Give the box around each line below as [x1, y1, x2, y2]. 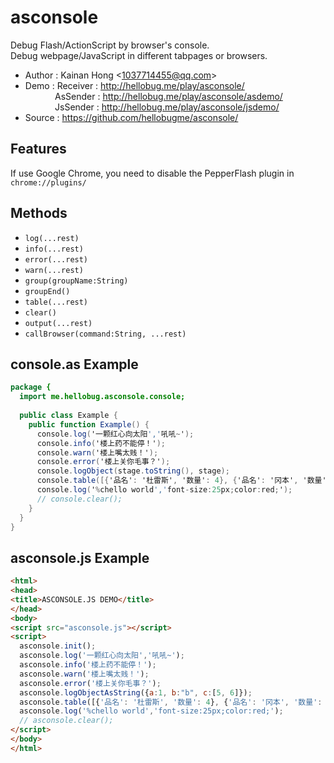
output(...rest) [24, 318, 93, 328]
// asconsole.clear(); [19, 716, 114, 726]
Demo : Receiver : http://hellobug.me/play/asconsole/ [24, 79, 245, 91]
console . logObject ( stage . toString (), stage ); [36, 466, 230, 476]
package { [10, 382, 52, 393]
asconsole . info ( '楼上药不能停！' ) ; [19, 660, 157, 670]
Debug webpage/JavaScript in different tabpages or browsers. [10, 49, 268, 61]
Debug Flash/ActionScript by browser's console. [10, 39, 210, 51]
